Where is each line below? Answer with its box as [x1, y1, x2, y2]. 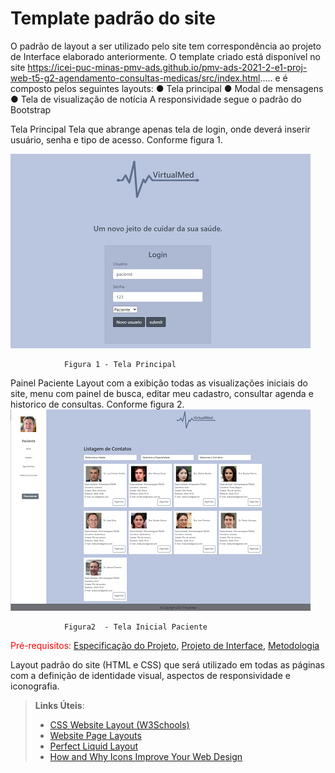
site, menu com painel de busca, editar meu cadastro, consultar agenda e [10, 387, 314, 399]
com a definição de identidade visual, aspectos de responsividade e [10, 669, 291, 681]
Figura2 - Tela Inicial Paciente [63, 622, 208, 632]
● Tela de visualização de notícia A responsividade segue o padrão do [10, 93, 302, 105]
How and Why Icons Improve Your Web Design [49, 750, 243, 762]
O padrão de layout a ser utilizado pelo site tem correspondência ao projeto [10, 40, 322, 52]
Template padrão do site [10, 7, 216, 30]
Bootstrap [10, 103, 52, 116]
